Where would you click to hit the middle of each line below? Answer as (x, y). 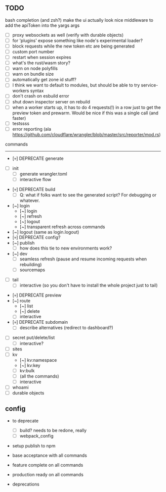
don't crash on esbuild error (41, 96)
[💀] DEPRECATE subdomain (40, 322)
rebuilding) (31, 265)
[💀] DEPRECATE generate (38, 158)
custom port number (33, 52)
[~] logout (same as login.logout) (46, 232)
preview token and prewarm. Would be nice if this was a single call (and (85, 113)
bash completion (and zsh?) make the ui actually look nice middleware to (79, 20)
